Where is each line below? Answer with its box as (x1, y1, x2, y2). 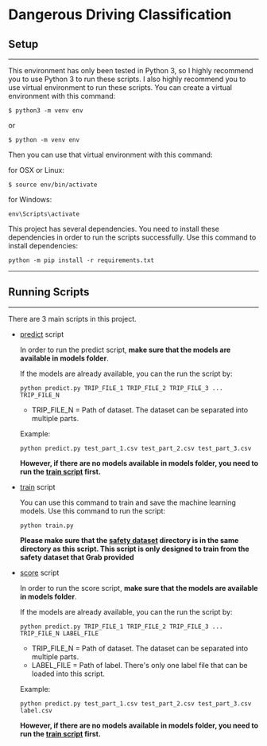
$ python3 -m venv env (8, 107, 83, 115)
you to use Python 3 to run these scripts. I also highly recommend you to (8, 74, 246, 84)
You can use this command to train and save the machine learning (19, 498, 237, 507)
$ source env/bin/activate (8, 181, 98, 189)
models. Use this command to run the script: (19, 506, 165, 515)
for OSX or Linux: (8, 166, 65, 174)
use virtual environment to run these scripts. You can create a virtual (8, 83, 233, 92)
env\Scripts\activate (8, 210, 80, 218)
